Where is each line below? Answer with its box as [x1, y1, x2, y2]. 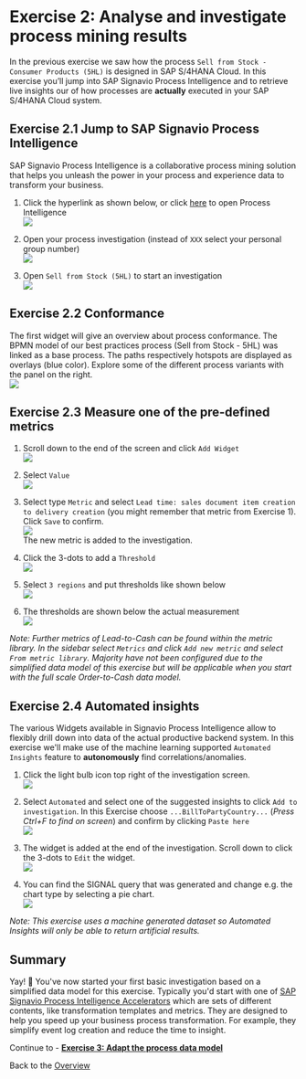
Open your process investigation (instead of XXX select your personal [22, 233, 282, 244]
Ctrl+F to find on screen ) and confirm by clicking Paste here [22, 816, 249, 827]
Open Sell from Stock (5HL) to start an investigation [22, 270, 223, 280]
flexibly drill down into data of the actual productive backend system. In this [9, 733, 294, 744]
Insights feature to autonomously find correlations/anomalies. [9, 752, 247, 763]
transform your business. [9, 179, 104, 190]
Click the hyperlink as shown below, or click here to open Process [22, 196, 271, 207]
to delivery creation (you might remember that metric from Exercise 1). [22, 506, 297, 517]
